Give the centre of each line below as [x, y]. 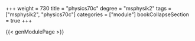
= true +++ [19, 20]
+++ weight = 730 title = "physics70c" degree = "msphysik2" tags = [89, 8]
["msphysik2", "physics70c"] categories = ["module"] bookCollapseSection [97, 14]
